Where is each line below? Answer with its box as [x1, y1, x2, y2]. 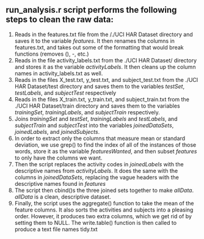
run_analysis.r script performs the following [5, 5, 177, 15]
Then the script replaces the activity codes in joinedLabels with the [14, 160, 184, 167]
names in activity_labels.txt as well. [14, 70, 103, 77]
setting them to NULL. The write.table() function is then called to [14, 219, 177, 226]
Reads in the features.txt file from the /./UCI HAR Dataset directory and [14, 31, 193, 38]
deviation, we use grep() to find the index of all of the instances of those [14, 141, 197, 149]
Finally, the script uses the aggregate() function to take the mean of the [14, 199, 194, 207]
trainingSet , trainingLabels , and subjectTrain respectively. [14, 108, 160, 116]
